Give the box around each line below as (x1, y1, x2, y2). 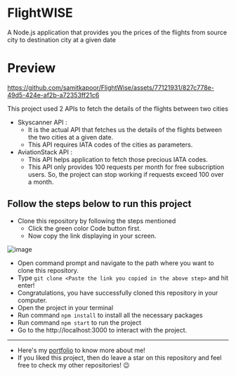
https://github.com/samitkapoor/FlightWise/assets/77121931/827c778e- (7, 83, 214, 92)
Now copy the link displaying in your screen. (27, 231, 157, 240)
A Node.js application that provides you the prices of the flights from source (7, 28, 227, 36)
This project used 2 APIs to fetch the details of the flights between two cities (7, 104, 228, 113)
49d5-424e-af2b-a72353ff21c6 (7, 90, 100, 99)
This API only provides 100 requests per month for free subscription (27, 163, 225, 171)
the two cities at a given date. (27, 133, 114, 141)
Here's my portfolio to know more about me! (17, 346, 145, 354)
